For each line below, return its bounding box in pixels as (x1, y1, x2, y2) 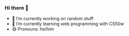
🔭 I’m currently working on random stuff (11, 16, 94, 22)
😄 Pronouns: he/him (11, 26, 54, 32)
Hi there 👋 (4, 4, 29, 11)
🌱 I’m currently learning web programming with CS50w (11, 21, 125, 27)
